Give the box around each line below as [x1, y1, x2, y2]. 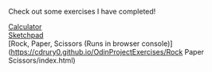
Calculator [8, 22, 42, 31]
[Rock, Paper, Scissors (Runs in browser [8, 39, 140, 48]
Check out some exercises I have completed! [8, 7, 156, 16]
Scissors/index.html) [8, 55, 76, 65]
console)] [141, 39, 173, 48]
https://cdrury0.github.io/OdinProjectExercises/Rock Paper [10, 47, 205, 56]
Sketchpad [8, 31, 44, 40]
